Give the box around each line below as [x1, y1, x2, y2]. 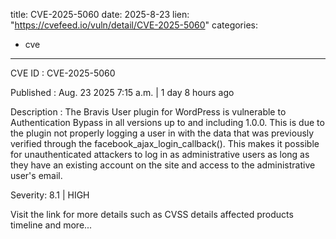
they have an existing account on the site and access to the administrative [10, 159, 316, 171]
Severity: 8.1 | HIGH [10, 189, 90, 201]
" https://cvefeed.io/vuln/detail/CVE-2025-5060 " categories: [10, 19, 259, 31]
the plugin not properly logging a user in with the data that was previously [10, 127, 315, 139]
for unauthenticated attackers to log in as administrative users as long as [10, 149, 310, 160]
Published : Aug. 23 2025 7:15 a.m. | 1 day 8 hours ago [10, 87, 235, 98]
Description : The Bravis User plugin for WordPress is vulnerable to [10, 106, 287, 118]
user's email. [10, 170, 63, 181]
